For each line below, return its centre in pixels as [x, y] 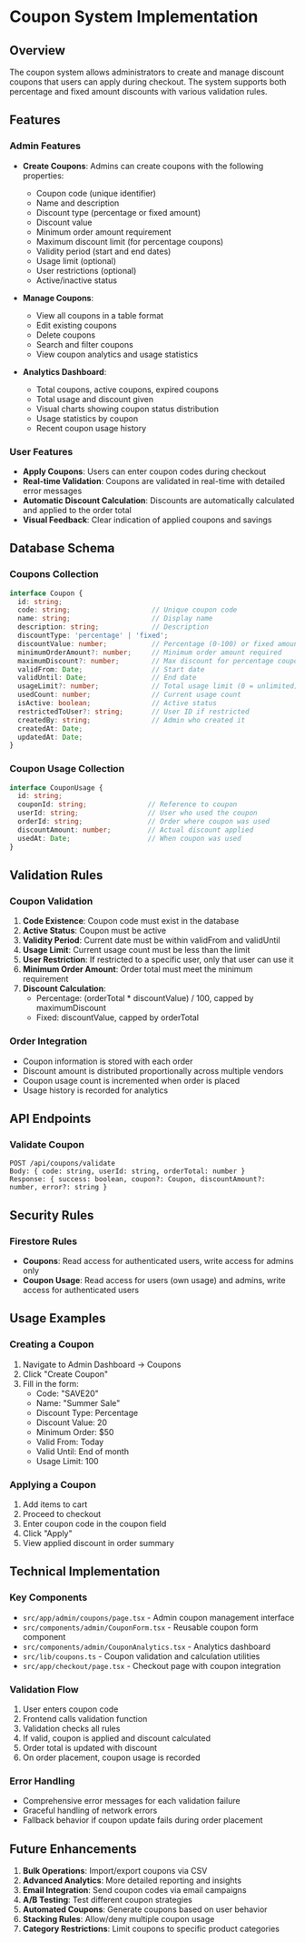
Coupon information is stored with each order [108, 1061]
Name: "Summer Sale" [78, 1402]
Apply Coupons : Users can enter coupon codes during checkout [144, 471]
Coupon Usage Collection [67, 769]
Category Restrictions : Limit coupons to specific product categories [151, 1929]
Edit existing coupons [76, 325]
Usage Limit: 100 [67, 1461]
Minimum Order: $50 [75, 1432]
